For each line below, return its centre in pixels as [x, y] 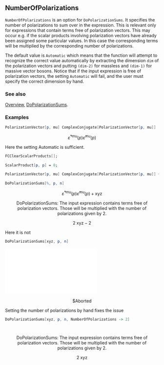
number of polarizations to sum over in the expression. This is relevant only [81, 25]
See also [15, 94]
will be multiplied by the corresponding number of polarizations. [69, 46]
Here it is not [18, 232]
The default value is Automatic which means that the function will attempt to [81, 55]
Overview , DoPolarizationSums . [37, 105]
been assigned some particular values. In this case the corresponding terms [82, 41]
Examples [17, 117]
